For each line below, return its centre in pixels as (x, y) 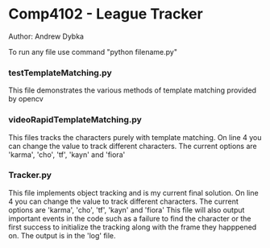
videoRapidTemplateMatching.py (75, 120)
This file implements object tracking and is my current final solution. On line (134, 192)
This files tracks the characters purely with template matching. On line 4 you (135, 137)
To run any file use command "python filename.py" (93, 52)
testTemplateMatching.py (60, 72)
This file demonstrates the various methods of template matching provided (132, 90)
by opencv (26, 99)
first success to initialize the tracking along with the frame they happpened (133, 227)
